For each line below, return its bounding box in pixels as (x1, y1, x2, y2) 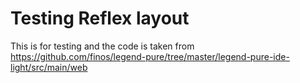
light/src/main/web (10, 61, 88, 73)
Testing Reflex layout (10, 7, 190, 30)
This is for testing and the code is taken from (10, 40, 195, 52)
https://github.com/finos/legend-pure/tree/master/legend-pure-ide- (10, 50, 290, 62)
